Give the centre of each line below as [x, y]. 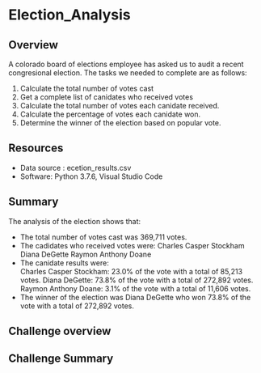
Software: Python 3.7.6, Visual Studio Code [91, 176]
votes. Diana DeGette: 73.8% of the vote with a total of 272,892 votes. [137, 280]
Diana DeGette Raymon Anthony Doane [86, 254]
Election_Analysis [69, 15]
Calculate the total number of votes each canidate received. [120, 106]
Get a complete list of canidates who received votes [107, 97]
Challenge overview [60, 331]
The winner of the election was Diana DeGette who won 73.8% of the [135, 297]
